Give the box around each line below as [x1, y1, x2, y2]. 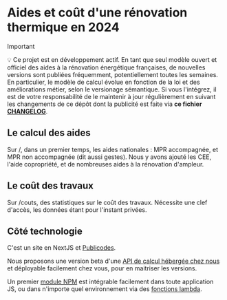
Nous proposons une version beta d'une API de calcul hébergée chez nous [7, 257, 220, 266]
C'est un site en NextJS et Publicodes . [7, 244, 116, 252]
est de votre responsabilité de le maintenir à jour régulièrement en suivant [7, 92, 216, 100]
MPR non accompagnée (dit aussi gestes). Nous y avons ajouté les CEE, [7, 153, 212, 161]
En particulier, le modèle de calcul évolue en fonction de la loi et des [7, 78, 201, 86]
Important [7, 42, 35, 50]
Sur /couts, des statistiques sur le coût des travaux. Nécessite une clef [7, 198, 208, 206]
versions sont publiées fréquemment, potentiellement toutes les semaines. [7, 70, 219, 78]
